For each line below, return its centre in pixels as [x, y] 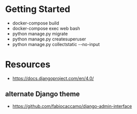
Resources [28, 65]
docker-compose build [36, 23]
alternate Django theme [43, 94]
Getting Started [38, 9]
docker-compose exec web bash [46, 28]
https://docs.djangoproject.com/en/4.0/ [53, 78]
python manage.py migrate [40, 33]
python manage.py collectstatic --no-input [56, 44]
